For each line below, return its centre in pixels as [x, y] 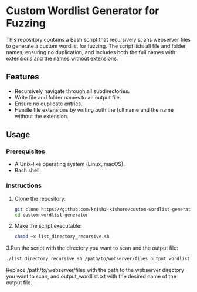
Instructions [24, 185]
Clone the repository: [40, 198]
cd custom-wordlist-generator [52, 215]
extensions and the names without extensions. [62, 58]
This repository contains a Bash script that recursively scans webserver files [98, 39]
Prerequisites [26, 151]
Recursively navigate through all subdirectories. [72, 91]
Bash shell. [28, 170]
